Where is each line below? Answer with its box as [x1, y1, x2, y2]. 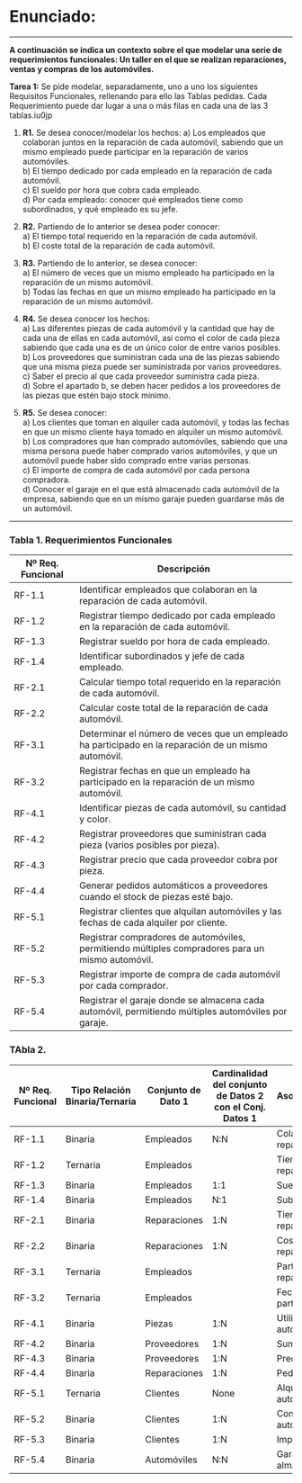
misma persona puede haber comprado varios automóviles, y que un [22, 445, 278, 456]
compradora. [22, 474, 71, 485]
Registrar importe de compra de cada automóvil [79, 968, 280, 981]
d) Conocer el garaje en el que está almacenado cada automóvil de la [22, 483, 280, 494]
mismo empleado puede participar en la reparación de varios [22, 146, 249, 157]
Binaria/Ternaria [65, 1095, 137, 1108]
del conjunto [212, 1078, 268, 1091]
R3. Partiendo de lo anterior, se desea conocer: [22, 257, 198, 268]
